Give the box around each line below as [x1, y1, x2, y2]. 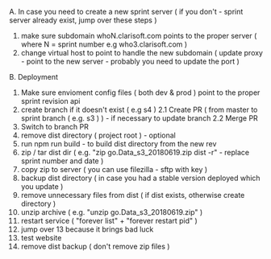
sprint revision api [20, 97, 81, 105]
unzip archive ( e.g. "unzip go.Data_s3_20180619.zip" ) [20, 208, 203, 216]
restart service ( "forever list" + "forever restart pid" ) [20, 216, 198, 225]
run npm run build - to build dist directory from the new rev [20, 139, 217, 148]
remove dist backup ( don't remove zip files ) [20, 241, 170, 251]
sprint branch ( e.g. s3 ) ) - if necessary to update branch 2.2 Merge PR [20, 113, 259, 123]
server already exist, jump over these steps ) [9, 15, 157, 25]
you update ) [20, 182, 64, 191]
